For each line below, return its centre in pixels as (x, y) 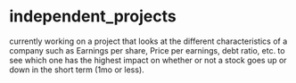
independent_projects (93, 17)
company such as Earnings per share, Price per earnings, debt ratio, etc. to (147, 50)
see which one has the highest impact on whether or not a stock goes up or (148, 60)
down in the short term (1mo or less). (77, 70)
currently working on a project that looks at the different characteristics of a (148, 41)
